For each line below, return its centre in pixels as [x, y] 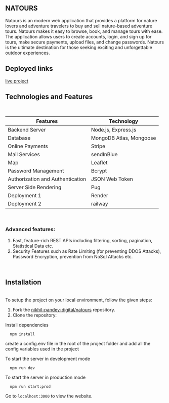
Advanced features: [30, 230]
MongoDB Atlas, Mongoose [123, 138]
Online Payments [28, 146]
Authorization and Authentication [47, 179]
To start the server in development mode [48, 359]
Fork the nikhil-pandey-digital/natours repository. [64, 309]
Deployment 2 [25, 204]
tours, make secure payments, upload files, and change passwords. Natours [85, 42]
